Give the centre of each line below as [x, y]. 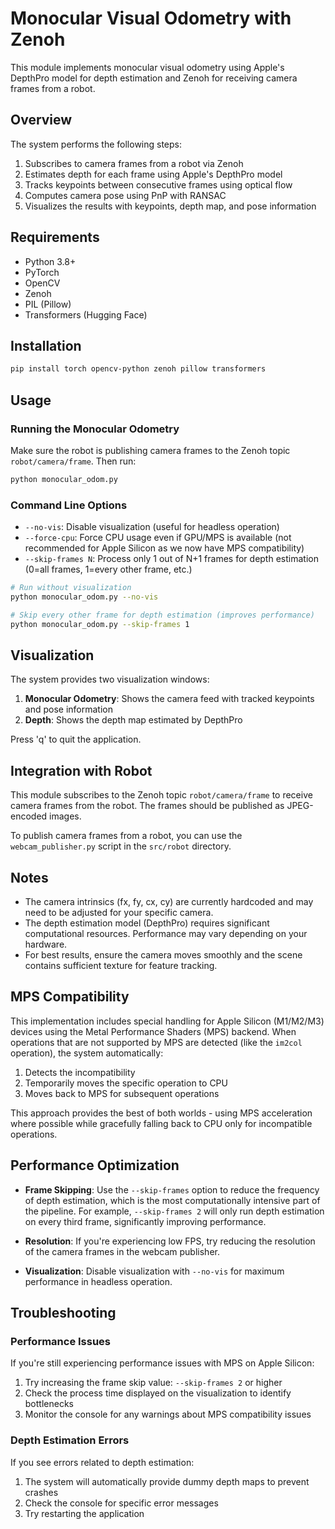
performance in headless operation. [98, 1281]
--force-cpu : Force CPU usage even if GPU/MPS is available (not [158, 538]
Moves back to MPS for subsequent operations [122, 1093]
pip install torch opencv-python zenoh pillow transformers [138, 369]
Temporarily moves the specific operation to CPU [126, 1083]
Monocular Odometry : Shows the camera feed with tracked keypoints [169, 699]
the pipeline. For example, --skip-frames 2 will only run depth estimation [174, 1211]
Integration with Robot [81, 770]
